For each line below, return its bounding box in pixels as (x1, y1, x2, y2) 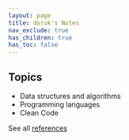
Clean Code (19, 108, 59, 117)
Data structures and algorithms (19, 91, 121, 100)
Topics (8, 70, 43, 84)
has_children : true (8, 33, 73, 42)
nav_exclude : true (8, 26, 69, 34)
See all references (8, 123, 67, 133)
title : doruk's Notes (8, 19, 80, 27)
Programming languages (19, 100, 101, 109)
